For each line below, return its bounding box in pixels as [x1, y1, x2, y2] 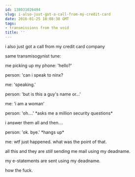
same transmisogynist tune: [5, 53, 61, 59]
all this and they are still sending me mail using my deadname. [5, 148, 131, 154]
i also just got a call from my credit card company [5, 44, 105, 49]
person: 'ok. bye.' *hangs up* [5, 129, 65, 135]
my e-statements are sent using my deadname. [5, 158, 101, 164]
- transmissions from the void [5, 26, 69, 30]
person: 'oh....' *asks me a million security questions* [5, 110, 113, 116]
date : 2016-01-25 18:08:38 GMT [5, 16, 69, 21]
